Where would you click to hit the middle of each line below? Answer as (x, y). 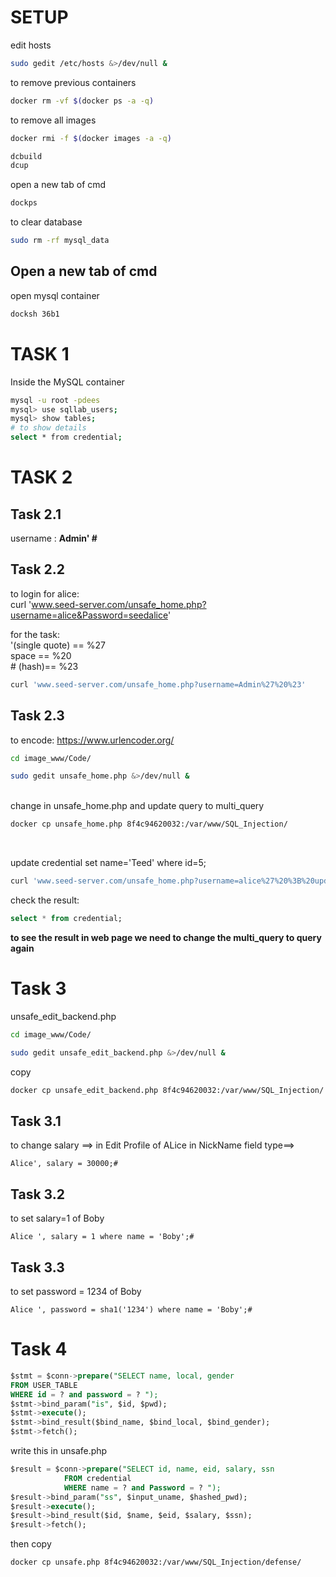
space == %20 (41, 655)
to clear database (46, 222)
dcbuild (26, 156)
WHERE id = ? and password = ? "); (84, 1394)
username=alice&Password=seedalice (89, 615)
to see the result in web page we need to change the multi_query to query (166, 937)
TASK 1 (40, 353)
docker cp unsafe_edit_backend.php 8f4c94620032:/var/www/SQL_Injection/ (167, 1090)
